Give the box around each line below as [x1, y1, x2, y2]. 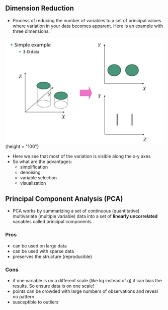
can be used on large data [12, 242, 67, 249]
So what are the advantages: [12, 159, 72, 165]
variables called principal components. [12, 219, 93, 225]
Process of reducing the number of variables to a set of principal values [12, 17, 161, 23]
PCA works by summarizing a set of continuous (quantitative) [12, 208, 140, 214]
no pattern [12, 293, 34, 299]
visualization [20, 180, 46, 186]
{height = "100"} [5, 143, 39, 149]
